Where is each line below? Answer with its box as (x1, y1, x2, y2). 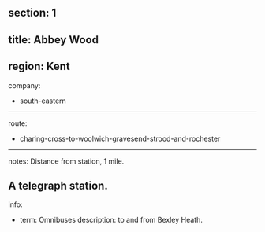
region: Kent (8, 60, 70, 73)
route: (8, 118, 28, 128)
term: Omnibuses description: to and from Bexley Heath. (19, 215, 203, 225)
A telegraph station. (8, 179, 108, 192)
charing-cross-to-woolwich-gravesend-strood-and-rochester (19, 134, 221, 143)
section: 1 (8, 6, 57, 20)
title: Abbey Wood (8, 33, 99, 46)
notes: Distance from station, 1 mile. (8, 157, 125, 166)
